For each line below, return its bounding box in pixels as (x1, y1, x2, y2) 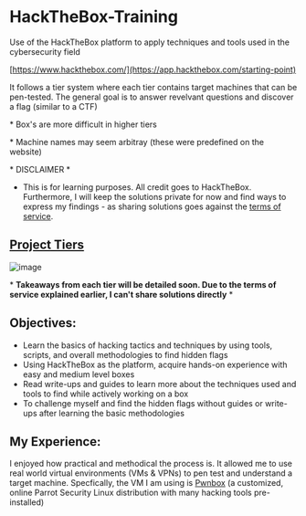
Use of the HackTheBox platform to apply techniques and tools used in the (9, 37, 290, 47)
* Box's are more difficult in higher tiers (9, 119, 158, 130)
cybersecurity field (9, 46, 80, 57)
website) (9, 146, 43, 157)
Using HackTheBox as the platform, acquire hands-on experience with (22, 359, 288, 370)
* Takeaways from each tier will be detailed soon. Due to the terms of (9, 279, 277, 290)
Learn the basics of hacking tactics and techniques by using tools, (22, 340, 273, 351)
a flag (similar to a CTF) (9, 100, 98, 111)
